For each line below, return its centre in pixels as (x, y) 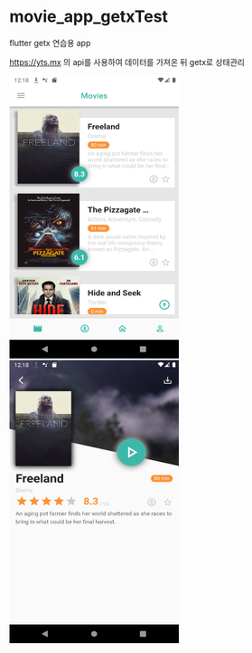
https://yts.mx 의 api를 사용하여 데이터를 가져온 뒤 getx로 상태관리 (127, 62)
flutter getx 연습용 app (50, 43)
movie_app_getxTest (89, 17)
